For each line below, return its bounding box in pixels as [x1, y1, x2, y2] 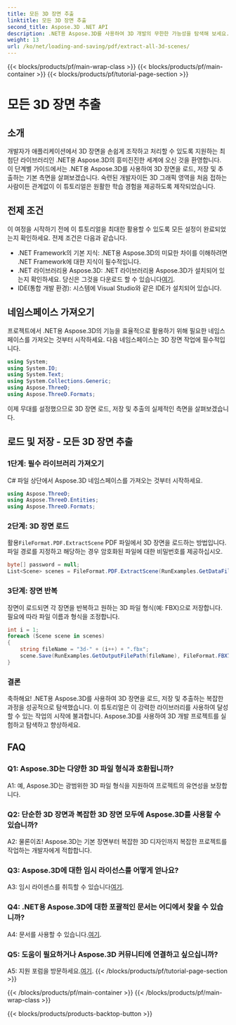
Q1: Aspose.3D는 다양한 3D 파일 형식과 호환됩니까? [7, 764, 174, 774]
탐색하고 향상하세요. [25, 721, 81, 729]
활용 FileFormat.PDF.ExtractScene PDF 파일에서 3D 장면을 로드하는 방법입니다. [7, 538, 227, 547]
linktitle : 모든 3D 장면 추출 [7, 17, 87, 24]
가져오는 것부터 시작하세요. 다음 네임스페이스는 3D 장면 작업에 [31, 335, 202, 344]
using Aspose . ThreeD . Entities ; [7, 497, 99, 504]
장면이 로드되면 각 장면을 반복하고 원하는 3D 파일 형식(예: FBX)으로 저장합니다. [7, 603, 223, 611]
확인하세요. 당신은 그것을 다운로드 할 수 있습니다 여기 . [30, 275, 176, 283]
